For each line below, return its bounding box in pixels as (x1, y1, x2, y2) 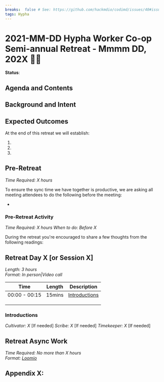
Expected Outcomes (5, 117, 68, 125)
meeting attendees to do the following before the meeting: (5, 192, 122, 198)
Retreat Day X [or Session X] (5, 253, 94, 262)
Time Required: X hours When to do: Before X (5, 225, 97, 230)
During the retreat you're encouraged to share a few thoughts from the (5, 234, 147, 240)
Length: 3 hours (5, 266, 37, 272)
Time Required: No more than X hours (5, 350, 82, 356)
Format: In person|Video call (5, 271, 62, 277)
